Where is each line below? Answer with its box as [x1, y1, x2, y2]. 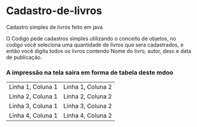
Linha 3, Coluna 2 [63, 102, 112, 110]
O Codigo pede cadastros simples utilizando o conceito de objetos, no [6, 35, 176, 42]
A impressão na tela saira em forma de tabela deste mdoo [6, 68, 173, 76]
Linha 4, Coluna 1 [9, 112, 58, 120]
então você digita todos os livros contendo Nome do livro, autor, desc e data [6, 47, 192, 54]
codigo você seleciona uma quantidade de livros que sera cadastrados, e [6, 41, 184, 48]
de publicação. [6, 54, 42, 61]
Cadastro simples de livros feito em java [6, 24, 103, 31]
